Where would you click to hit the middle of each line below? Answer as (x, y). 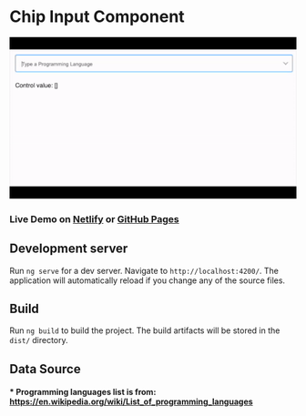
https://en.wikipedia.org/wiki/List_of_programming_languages (131, 401)
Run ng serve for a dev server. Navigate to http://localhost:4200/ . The (144, 270)
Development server (69, 249)
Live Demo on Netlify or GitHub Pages (94, 218)
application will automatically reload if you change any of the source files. (147, 280)
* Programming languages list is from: (83, 392)
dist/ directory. (39, 340)
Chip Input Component (97, 17)
